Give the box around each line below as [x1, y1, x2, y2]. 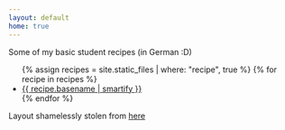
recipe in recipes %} [21, 73, 98, 84]
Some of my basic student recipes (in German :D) [8, 46, 193, 57]
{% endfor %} [21, 92, 74, 104]
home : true [8, 22, 50, 31]
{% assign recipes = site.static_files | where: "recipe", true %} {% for [21, 64, 277, 75]
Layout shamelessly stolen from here [8, 110, 146, 121]
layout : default [8, 13, 69, 23]
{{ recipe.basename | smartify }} [21, 83, 142, 94]
